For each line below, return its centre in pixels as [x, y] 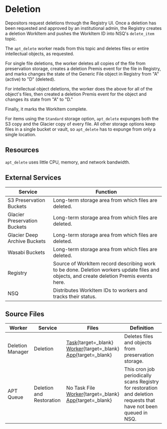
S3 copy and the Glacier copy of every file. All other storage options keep [80, 124]
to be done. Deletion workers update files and [106, 269]
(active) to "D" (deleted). [30, 79]
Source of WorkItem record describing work [104, 263]
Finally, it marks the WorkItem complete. [46, 109]
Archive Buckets [27, 241]
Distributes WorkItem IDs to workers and [100, 290]
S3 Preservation [27, 200]
